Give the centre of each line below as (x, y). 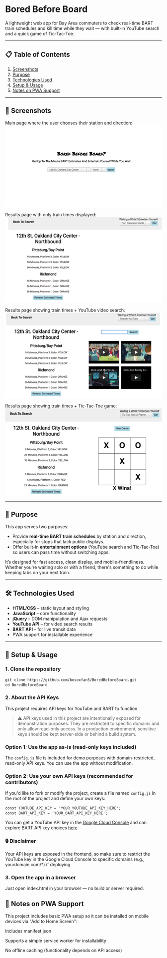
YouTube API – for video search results (52, 624)
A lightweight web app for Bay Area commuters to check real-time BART (79, 23)
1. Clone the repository (33, 669)
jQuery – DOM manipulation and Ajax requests (60, 619)
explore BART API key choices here (42, 828)
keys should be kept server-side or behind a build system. (77, 734)
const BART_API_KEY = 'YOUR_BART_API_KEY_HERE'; (56, 813)
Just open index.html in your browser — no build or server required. (75, 888)
